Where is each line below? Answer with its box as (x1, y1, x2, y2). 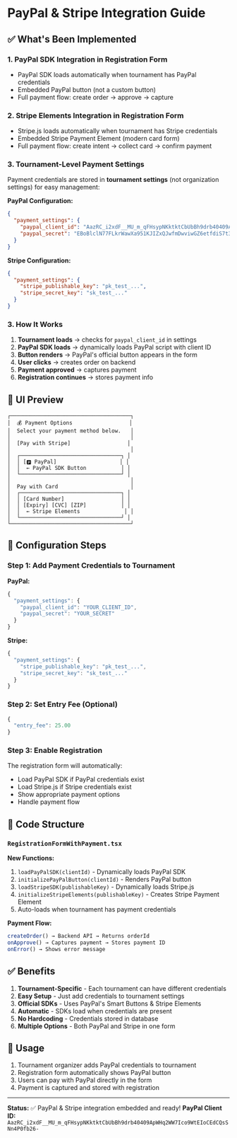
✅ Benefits (7, 965, 56, 977)
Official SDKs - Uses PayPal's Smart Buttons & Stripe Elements (17, 999, 202, 1008)
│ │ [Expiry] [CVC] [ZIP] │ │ (7, 502, 131, 509)
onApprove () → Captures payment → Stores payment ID (7, 939, 166, 946)
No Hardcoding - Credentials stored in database (17, 1014, 159, 1023)
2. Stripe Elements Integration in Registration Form (7, 110, 184, 120)
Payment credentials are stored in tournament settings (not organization (7, 176, 219, 184)
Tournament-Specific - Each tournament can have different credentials (17, 984, 227, 992)
